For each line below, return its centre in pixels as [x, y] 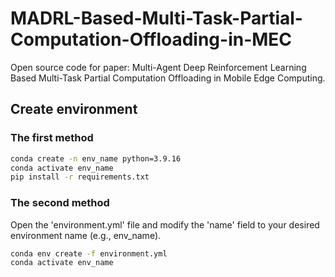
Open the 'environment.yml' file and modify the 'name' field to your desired [165, 224]
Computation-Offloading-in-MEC [151, 39]
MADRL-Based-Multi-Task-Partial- [156, 18]
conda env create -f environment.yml [89, 253]
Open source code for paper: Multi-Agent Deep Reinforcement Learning [158, 67]
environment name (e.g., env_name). [86, 235]
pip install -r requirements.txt [80, 177]
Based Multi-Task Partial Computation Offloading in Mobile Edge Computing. [168, 78]
